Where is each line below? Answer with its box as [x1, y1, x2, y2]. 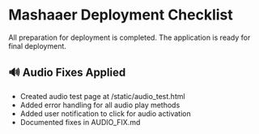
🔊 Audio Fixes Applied [8, 66, 126, 80]
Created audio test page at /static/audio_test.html [19, 91, 185, 101]
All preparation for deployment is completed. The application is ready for [8, 32, 251, 42]
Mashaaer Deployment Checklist [8, 6, 233, 24]
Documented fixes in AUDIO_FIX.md [19, 117, 141, 127]
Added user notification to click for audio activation [19, 108, 192, 119]
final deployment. [8, 41, 67, 50]
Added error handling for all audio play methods [19, 100, 180, 110]
